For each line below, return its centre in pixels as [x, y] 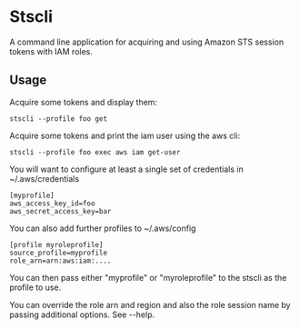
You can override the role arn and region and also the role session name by [150, 304]
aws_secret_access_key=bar [60, 211]
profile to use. [35, 287]
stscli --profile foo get [58, 119]
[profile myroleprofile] [56, 244]
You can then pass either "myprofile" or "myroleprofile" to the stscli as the [148, 277]
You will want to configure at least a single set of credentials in [126, 169]
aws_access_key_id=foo [52, 203]
